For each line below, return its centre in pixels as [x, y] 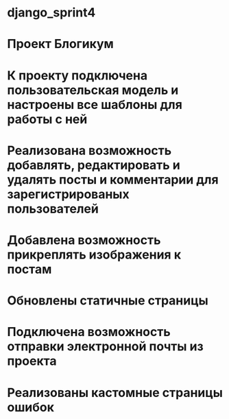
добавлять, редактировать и [94, 165]
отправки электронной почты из [105, 347]
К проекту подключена [77, 75]
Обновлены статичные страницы [108, 301]
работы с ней [47, 119]
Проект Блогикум [61, 44]
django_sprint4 [51, 13]
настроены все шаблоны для [95, 105]
